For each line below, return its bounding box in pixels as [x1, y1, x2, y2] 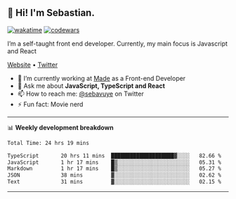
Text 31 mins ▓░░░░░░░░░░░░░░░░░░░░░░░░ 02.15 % [7, 179, 221, 186]
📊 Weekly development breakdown [7, 123, 114, 131]
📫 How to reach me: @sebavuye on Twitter [17, 89, 144, 98]
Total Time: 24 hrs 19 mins [7, 139, 90, 146]
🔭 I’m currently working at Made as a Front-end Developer [17, 74, 186, 82]
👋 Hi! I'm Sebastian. [7, 7, 95, 19]
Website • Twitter [7, 60, 58, 69]
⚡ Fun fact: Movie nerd [17, 100, 84, 108]
